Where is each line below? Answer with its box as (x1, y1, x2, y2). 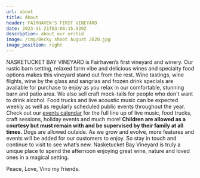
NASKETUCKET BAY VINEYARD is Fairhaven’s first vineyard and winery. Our (6, 58, 193, 66)
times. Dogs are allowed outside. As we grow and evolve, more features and (6, 128, 195, 135)
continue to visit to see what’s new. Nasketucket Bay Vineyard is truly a (6, 141, 181, 148)
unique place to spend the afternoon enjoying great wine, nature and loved (6, 147, 190, 154)
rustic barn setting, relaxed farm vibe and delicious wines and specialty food (6, 65, 195, 72)
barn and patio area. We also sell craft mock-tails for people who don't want (6, 90, 193, 97)
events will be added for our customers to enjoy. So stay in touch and (6, 134, 177, 142)
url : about (6, 8, 33, 15)
